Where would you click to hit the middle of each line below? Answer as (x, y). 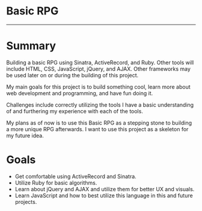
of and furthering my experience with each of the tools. (75, 111)
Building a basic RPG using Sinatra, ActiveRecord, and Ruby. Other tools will (100, 62)
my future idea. (25, 135)
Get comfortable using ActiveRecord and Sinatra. (75, 176)
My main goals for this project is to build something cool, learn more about (98, 87)
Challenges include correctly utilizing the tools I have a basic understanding (100, 105)
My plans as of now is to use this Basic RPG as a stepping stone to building (99, 123)
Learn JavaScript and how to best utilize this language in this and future (104, 195)
